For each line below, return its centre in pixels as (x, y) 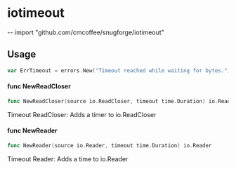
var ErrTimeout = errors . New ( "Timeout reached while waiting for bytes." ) (119, 70)
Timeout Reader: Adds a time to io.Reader (68, 158)
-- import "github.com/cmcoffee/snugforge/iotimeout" (86, 32)
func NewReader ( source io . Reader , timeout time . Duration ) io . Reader (110, 145)
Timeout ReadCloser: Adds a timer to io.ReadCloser (82, 114)
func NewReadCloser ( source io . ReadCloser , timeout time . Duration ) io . (113, 101)
